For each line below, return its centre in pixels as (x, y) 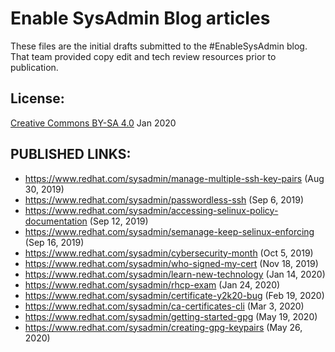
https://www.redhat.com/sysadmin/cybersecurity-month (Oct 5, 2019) (169, 253)
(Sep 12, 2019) (119, 221)
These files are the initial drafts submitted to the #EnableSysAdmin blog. (159, 46)
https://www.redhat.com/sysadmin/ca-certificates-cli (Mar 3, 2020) (164, 306)
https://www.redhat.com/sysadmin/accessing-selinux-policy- (151, 210)
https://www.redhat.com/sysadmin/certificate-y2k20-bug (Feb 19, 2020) (174, 295)
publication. (34, 67)
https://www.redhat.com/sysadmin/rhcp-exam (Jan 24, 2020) (152, 284)
